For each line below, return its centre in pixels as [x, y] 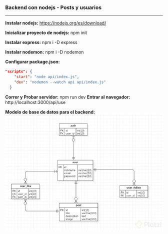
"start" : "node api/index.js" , [47, 77]
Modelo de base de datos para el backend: [50, 112]
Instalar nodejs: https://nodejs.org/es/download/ [56, 23]
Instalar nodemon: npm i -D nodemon [44, 52]
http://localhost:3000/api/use [35, 102]
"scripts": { [19, 71]
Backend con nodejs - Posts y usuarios [53, 7]
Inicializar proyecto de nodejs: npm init [46, 33]
